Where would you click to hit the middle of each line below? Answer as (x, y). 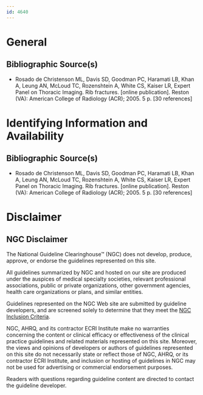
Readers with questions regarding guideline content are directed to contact (100, 379)
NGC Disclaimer (37, 239)
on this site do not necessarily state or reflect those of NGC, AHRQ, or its (97, 354)
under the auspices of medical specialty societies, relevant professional (96, 279)
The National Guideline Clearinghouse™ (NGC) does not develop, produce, (99, 254)
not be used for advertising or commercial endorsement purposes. (90, 367)
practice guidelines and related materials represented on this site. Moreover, (102, 341)
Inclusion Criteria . (28, 316)
